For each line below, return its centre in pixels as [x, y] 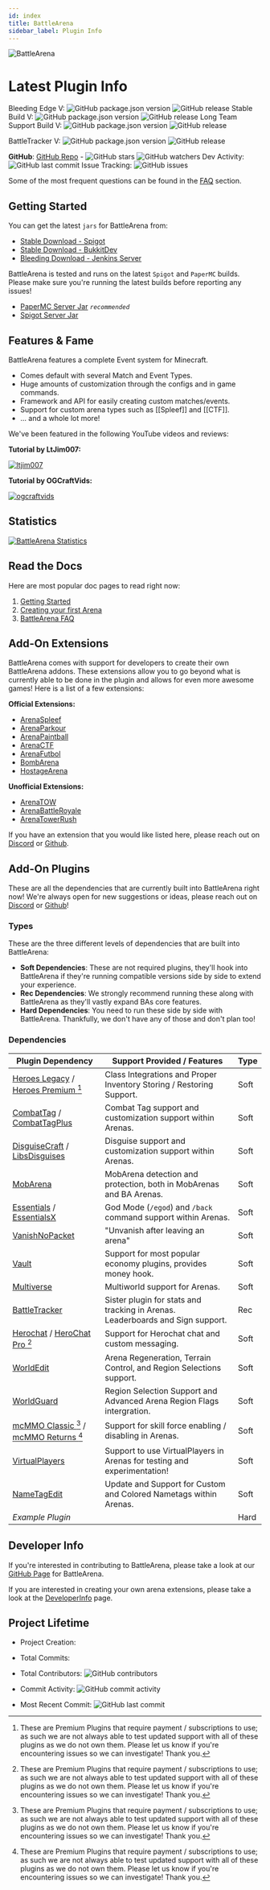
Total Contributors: [51, 1673]
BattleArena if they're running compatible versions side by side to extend [140, 976]
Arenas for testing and [147, 1460]
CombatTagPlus [42, 1122]
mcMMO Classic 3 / [49, 1425]
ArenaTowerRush [48, 819]
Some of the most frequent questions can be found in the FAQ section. [125, 181]
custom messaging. [142, 1343]
